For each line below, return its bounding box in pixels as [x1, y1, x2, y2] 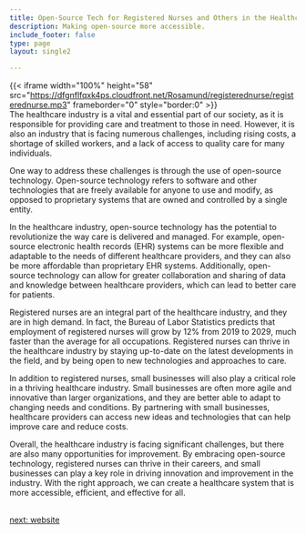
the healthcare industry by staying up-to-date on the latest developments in [9, 346, 294, 357]
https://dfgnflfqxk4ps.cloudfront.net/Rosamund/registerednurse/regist [30, 90, 294, 101]
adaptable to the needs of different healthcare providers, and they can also [9, 251, 291, 262]
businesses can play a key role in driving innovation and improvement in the [9, 468, 294, 479]
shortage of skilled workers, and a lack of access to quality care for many [9, 138, 285, 149]
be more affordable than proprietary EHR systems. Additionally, [9, 260, 247, 271]
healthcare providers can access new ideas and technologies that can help [9, 411, 291, 423]
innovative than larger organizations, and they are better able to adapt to [9, 392, 280, 403]
